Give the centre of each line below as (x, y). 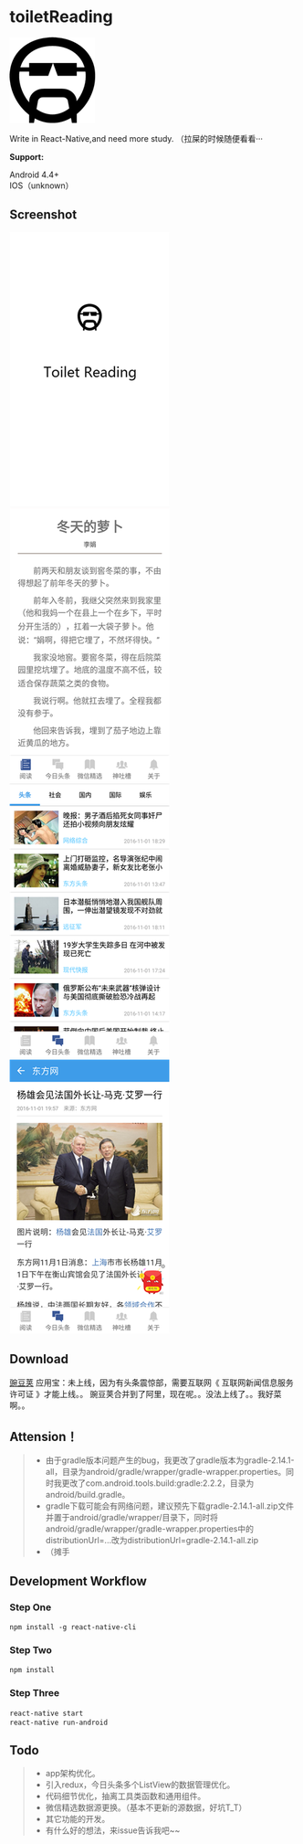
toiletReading (61, 17)
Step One (31, 1607)
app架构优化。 (73, 1774)
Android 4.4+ (34, 175)
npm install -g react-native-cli (73, 1627)
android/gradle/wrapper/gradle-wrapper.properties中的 (149, 1529)
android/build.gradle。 (88, 1495)
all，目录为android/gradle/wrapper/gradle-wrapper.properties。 (166, 1472)
